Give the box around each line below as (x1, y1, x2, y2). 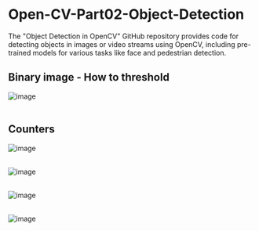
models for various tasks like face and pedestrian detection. (32, 48, 227, 57)
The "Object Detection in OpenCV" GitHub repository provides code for (8, 31, 239, 41)
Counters (8, 123, 55, 136)
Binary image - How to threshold (8, 70, 170, 84)
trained (8, 48, 31, 57)
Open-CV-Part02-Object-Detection (8, 5, 245, 23)
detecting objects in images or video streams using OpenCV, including (8, 39, 235, 49)
